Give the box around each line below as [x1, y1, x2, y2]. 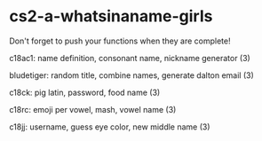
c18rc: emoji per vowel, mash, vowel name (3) [9, 104, 177, 114]
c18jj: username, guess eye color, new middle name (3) [9, 121, 210, 132]
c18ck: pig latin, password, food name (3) [9, 87, 161, 98]
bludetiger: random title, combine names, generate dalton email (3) [9, 69, 255, 81]
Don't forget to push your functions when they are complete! [9, 35, 231, 46]
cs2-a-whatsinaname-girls [9, 6, 213, 27]
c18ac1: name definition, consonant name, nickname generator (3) [9, 52, 250, 63]
